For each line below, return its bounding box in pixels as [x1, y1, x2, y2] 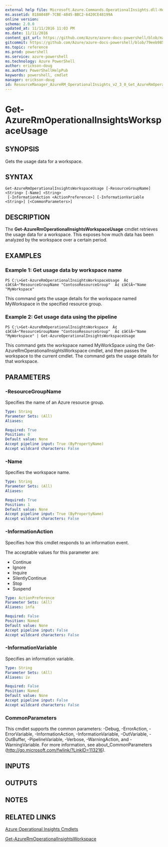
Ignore [12, 564, 26, 570]
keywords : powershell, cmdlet [5, 73, 68, 78]
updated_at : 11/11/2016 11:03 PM [5, 26, 75, 31]
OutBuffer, [5, 737, 26, 743]
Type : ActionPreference [5, 595, 55, 600]
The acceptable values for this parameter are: [5, 549, 99, 555]
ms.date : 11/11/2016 [5, 31, 48, 36]
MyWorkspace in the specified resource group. [5, 301, 102, 307]
